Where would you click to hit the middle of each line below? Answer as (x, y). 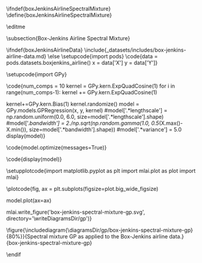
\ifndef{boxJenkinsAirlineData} (44, 50)
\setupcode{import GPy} (37, 74)
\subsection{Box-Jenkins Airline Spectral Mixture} (68, 38)
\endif (14, 254)
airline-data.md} (26, 56)
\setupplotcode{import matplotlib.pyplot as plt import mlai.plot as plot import (101, 171)
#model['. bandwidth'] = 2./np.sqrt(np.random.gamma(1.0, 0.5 (83, 123)
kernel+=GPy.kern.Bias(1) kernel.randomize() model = (73, 104)
